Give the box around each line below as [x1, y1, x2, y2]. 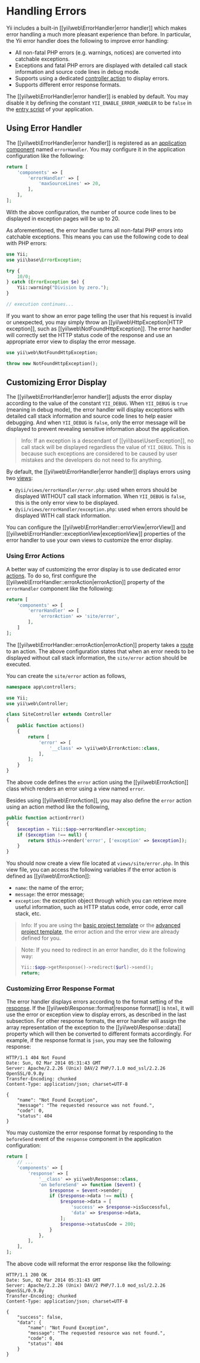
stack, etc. [14, 910, 41, 918]
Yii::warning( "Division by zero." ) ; [17, 284, 110, 291]
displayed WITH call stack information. [14, 512, 111, 519]
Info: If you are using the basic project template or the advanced [20, 922, 181, 929]
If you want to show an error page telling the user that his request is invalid [6, 312, 192, 319]
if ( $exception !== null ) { [17, 832, 87, 838]
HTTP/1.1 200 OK [6, 1272, 47, 1278]
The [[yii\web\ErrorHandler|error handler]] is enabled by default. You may [6, 93, 189, 100]
